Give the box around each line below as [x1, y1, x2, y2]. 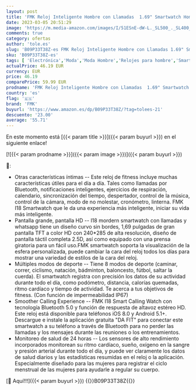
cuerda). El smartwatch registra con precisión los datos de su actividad [14, 273, 185, 280]
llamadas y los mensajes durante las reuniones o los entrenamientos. [14, 329, 180, 336]
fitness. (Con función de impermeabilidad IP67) [14, 292, 128, 299]
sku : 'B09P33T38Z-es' [6, 52, 59, 58]
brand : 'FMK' [6, 101, 38, 107]
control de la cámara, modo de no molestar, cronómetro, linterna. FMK [14, 198, 184, 205]
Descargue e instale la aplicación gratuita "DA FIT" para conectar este [14, 316, 184, 323]
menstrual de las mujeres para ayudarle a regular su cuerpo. [14, 366, 160, 373]
